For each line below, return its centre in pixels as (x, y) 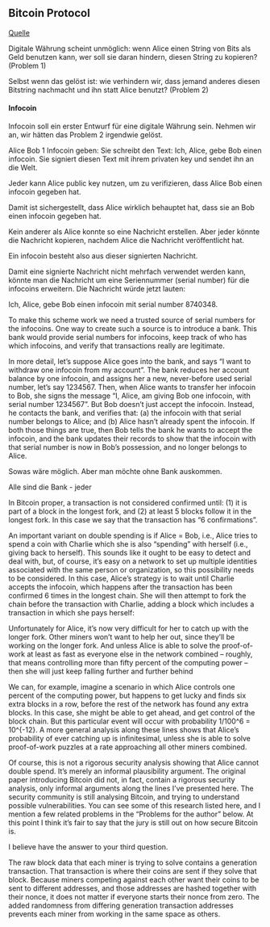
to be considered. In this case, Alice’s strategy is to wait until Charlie (122, 579)
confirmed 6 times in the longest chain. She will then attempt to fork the (127, 596)
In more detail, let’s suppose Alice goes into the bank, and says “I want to (130, 362)
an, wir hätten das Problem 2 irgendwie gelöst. (86, 135)
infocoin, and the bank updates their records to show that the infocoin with (132, 438)
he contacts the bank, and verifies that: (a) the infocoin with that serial (125, 413)
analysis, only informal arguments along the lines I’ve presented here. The (131, 789)
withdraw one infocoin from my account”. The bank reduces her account (129, 370)
